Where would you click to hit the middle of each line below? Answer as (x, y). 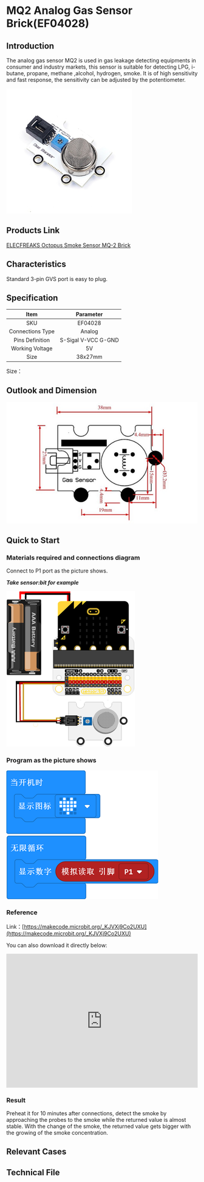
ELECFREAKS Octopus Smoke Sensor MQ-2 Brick (69, 245)
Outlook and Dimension (52, 391)
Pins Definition (32, 340)
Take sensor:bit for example (42, 583)
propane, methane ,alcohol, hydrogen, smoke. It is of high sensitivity (112, 73)
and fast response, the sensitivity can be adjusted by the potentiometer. (96, 80)
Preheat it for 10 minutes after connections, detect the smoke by (87, 1113)
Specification (32, 298)
